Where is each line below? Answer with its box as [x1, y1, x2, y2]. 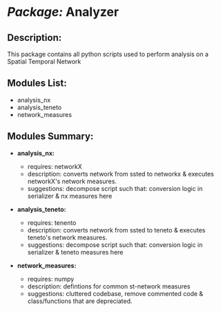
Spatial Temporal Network [7, 57, 81, 66]
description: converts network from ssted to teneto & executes [27, 226, 206, 234]
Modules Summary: [7, 131, 94, 143]
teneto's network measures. [27, 233, 108, 241]
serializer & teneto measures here [27, 248, 124, 256]
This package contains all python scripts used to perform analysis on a [7, 50, 209, 58]
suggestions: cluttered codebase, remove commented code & [27, 289, 204, 297]
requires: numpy [27, 275, 75, 283]
